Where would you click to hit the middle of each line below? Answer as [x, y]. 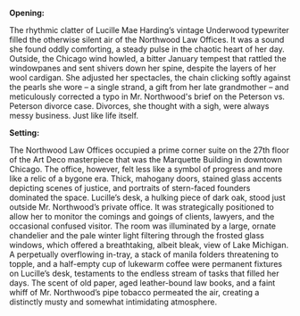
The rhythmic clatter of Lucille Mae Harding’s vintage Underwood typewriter [150, 30]
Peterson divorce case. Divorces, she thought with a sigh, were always [139, 106]
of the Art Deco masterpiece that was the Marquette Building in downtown [146, 159]
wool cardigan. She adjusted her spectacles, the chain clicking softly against [150, 78]
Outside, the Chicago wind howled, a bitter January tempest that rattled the [148, 58]
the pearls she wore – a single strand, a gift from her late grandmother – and [149, 87]
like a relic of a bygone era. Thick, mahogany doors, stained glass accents [146, 179]
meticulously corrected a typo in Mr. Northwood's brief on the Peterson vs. [147, 96]
